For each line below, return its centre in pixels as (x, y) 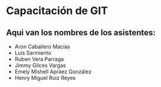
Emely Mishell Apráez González (53, 71)
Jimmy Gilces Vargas (40, 65)
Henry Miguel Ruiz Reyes (45, 78)
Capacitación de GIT (57, 11)
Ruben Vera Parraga (39, 59)
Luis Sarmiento (33, 53)
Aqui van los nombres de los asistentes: (81, 33)
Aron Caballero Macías (42, 46)
